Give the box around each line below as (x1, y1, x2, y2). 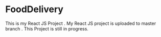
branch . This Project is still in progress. (5, 25, 88, 31)
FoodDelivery (5, 4, 64, 15)
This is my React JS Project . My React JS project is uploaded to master (5, 20, 156, 26)
